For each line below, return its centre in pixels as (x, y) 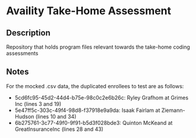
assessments (22, 53)
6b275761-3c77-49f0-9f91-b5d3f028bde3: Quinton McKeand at (94, 123)
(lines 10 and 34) (56, 116)
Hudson (24, 116)
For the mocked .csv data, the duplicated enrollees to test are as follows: (95, 86)
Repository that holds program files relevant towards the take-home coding (98, 47)
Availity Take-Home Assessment (89, 11)
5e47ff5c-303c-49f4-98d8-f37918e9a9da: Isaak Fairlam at (87, 110)
